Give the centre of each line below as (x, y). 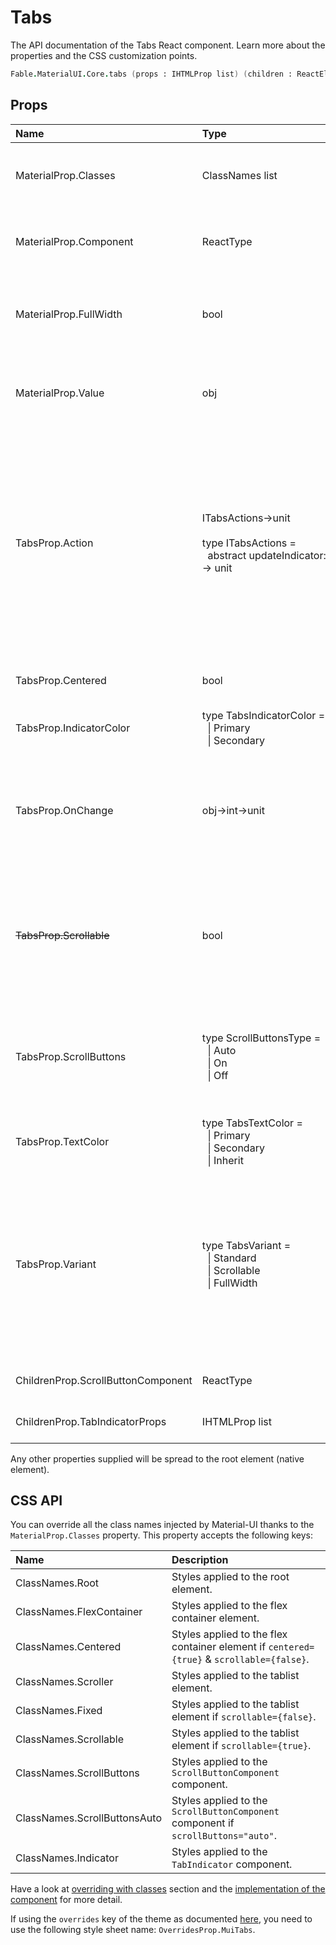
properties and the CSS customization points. (104, 55)
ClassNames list (239, 175)
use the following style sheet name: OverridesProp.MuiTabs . (133, 1930)
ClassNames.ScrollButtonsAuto (88, 1818)
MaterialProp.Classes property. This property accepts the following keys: (161, 1535)
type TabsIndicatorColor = (263, 715)
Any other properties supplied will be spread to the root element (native (157, 1458)
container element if (219, 1647)
